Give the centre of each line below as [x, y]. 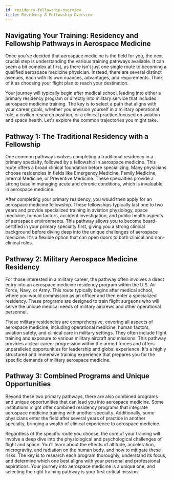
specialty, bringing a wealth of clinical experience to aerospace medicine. [83, 424]
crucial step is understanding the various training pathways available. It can [85, 61]
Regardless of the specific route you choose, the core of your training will [83, 433]
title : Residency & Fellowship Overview [49, 15]
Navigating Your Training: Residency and [72, 36]
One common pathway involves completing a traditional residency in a [79, 157]
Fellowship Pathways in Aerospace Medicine [78, 43]
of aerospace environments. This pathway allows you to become [73, 221]
